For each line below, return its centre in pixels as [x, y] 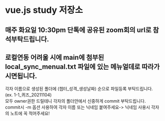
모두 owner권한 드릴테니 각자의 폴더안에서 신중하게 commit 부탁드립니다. [76, 101]
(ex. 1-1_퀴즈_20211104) [28, 95]
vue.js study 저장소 [44, 10]
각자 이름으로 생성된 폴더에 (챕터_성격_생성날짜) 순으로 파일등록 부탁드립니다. [79, 89]
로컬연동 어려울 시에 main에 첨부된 [55, 57]
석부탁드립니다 [26, 39]
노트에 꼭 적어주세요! [30, 114]
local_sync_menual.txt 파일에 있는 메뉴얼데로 [73, 66]
